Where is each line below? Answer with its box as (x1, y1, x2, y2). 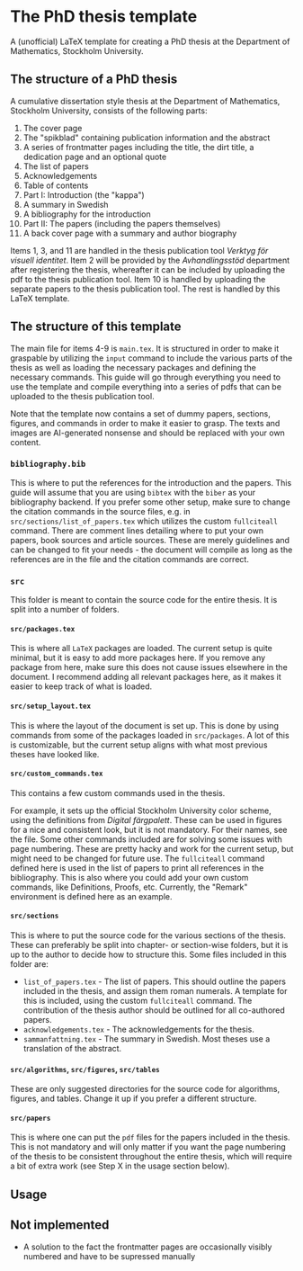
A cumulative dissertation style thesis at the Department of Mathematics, (10, 95, 281, 106)
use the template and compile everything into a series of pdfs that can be (10, 380, 282, 392)
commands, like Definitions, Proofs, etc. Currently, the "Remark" (10, 882, 248, 892)
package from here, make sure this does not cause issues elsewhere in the (10, 662, 289, 673)
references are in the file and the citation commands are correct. (10, 553, 250, 564)
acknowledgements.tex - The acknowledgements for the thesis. (22, 1024, 255, 1034)
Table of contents (22, 180, 89, 191)
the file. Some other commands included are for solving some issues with (10, 834, 282, 845)
